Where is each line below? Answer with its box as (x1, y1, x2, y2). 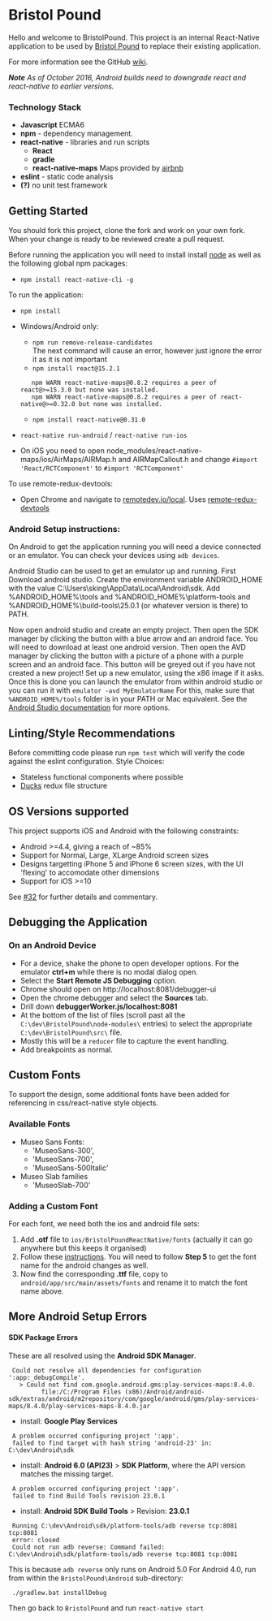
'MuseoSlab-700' (32, 1180, 91, 1190)
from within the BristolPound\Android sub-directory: (8, 1573, 184, 1583)
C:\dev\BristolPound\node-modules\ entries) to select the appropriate (19, 1018, 253, 1028)
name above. (19, 1286, 64, 1296)
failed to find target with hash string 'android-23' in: (11, 1439, 213, 1447)
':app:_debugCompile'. (8, 1373, 85, 1381)
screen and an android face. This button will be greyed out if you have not (8, 659, 256, 669)
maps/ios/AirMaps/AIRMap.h (19, 455, 117, 465)
